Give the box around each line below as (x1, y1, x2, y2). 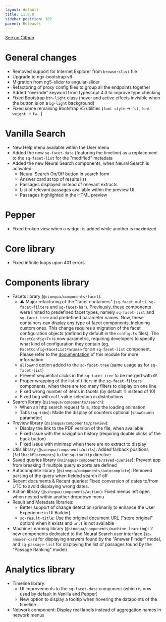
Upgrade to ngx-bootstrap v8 (12, 74, 73, 80)
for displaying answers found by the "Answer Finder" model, (38, 536, 162, 542)
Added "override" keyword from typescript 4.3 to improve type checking (12, 90, 161, 96)
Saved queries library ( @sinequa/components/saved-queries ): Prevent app (12, 457, 161, 463)
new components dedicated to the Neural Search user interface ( (12, 531, 145, 537)
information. (19, 356, 45, 362)
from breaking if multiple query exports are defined (12, 462, 117, 468)
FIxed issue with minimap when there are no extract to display (19, 441, 147, 447)
